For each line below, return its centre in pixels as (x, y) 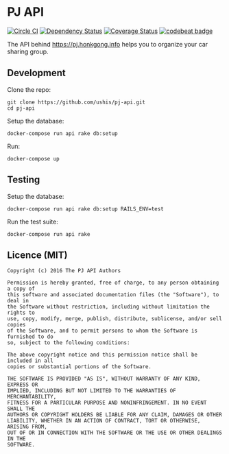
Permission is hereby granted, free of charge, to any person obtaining (113, 283)
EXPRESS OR (23, 385)
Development (37, 73)
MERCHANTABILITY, (32, 397)
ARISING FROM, (27, 427)
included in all (30, 361)
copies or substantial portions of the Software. (80, 367)
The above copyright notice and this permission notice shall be (102, 355)
